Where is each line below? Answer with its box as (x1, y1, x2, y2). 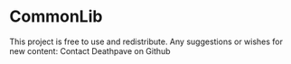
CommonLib (9, 6, 103, 27)
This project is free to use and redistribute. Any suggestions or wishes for (9, 36, 283, 47)
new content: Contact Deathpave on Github (9, 45, 171, 56)
